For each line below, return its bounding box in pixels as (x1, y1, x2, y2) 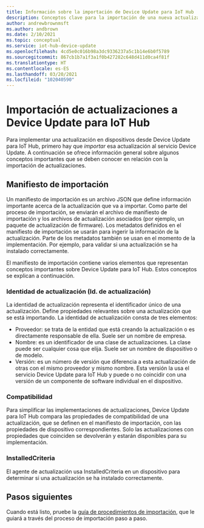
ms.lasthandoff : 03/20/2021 (6, 71, 78, 77)
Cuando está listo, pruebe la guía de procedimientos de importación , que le (6, 508, 195, 515)
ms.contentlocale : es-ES (6, 65, 69, 72)
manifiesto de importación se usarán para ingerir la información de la (6, 228, 179, 235)
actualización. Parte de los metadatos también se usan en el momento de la (6, 234, 195, 241)
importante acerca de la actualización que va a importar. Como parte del (6, 202, 188, 209)
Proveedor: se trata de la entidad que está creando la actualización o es (15, 326, 195, 333)
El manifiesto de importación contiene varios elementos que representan (6, 259, 188, 266)
